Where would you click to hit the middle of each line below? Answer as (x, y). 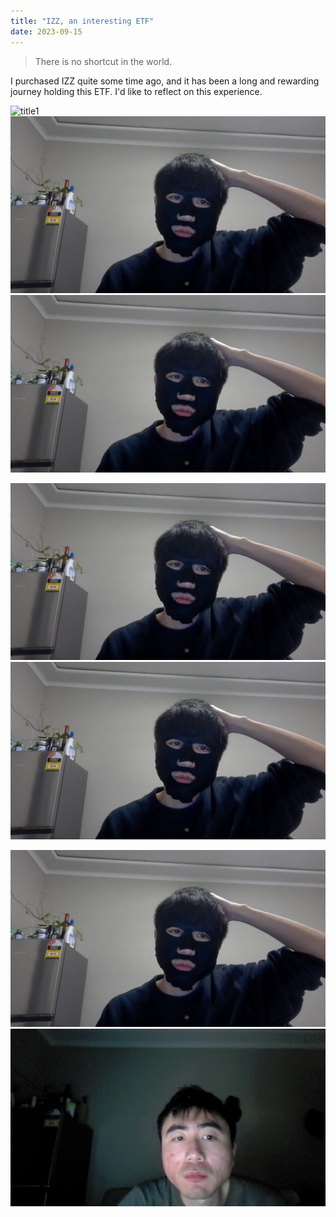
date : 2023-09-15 (46, 31)
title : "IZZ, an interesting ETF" (82, 21)
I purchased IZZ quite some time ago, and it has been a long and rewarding (165, 81)
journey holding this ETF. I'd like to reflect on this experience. (136, 91)
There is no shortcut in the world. (103, 61)
